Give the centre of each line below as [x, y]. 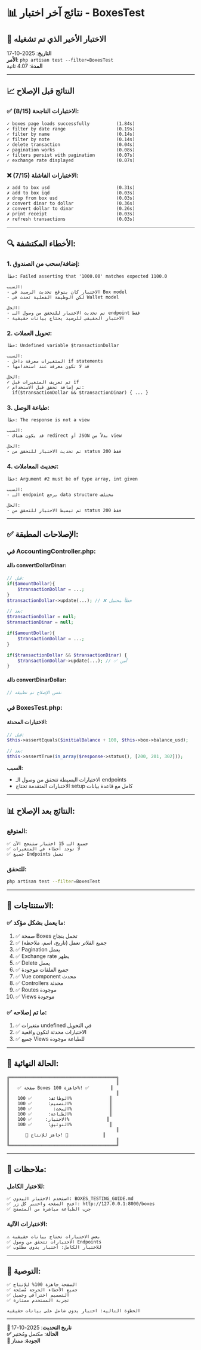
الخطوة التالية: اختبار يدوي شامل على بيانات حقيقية [74, 1311]
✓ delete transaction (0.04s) [71, 145]
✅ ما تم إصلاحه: [27, 1012]
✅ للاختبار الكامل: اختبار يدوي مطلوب [54, 1247]
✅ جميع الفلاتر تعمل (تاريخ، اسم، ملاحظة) [61, 942]
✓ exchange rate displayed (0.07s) [71, 160]
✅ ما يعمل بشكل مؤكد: [36, 923]
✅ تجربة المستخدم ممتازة [38, 1300]
